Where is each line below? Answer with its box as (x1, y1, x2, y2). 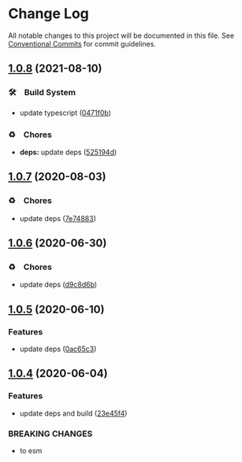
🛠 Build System (8, 87, 76, 98)
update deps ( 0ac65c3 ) (19, 344, 97, 353)
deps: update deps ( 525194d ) (19, 147, 117, 157)
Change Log (8, 5, 89, 23)
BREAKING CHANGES (8, 428, 93, 439)
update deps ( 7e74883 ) (19, 213, 96, 223)
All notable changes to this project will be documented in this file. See (8, 31, 235, 40)
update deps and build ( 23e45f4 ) (19, 408, 128, 418)
